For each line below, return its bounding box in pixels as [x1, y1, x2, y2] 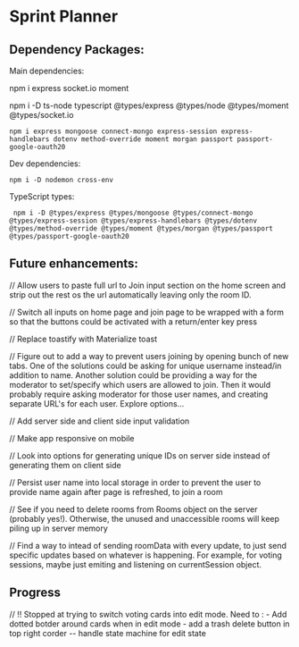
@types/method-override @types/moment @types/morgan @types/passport [9, 224, 274, 233]
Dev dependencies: [9, 158, 81, 169]
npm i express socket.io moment [9, 83, 129, 93]
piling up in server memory [9, 523, 109, 534]
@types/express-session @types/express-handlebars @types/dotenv [9, 216, 257, 225]
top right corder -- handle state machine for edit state [9, 627, 207, 638]
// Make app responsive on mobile [9, 433, 136, 443]
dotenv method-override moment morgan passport [53, 135, 234, 144]
